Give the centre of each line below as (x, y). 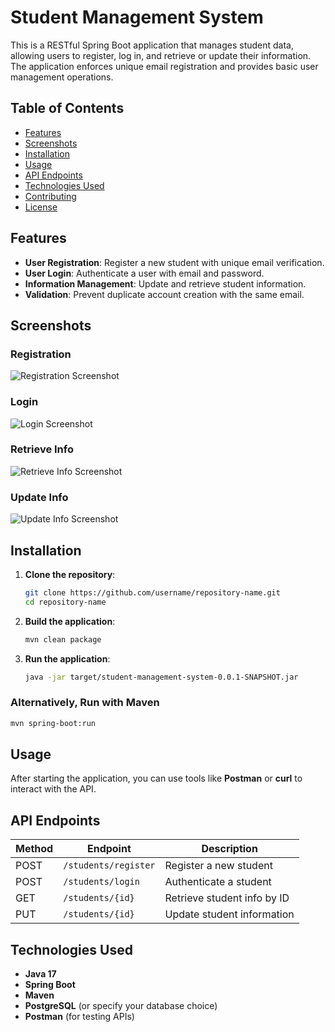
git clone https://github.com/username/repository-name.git (152, 592)
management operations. (62, 77)
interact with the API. (53, 789)
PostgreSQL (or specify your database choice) (121, 1006)
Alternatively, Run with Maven (85, 703)
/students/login (101, 882)
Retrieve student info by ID (227, 898)
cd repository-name (65, 602)
